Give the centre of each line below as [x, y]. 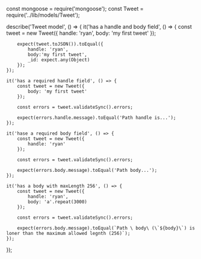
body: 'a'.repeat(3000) [57, 202]
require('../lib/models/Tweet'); [43, 15]
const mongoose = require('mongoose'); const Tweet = [75, 9]
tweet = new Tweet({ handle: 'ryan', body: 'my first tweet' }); [81, 33]
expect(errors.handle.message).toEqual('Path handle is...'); [97, 118]
